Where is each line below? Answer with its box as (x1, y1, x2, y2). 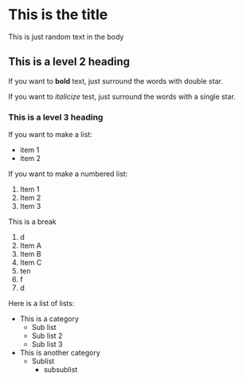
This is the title (8, 6, 108, 24)
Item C (19, 257, 42, 268)
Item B (19, 249, 41, 259)
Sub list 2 (31, 331, 63, 340)
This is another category (19, 348, 101, 358)
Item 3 (19, 202, 41, 211)
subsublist (43, 365, 78, 375)
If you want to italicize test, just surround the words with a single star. (8, 92, 237, 101)
